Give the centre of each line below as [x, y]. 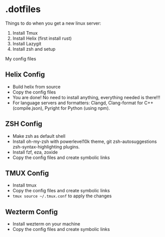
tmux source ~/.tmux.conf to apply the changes [62, 196]
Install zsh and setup [34, 49]
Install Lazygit [27, 43]
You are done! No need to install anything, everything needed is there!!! [86, 97]
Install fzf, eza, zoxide [35, 152]
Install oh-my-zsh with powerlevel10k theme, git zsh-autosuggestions [85, 141]
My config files [21, 58]
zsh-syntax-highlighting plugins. [46, 146]
